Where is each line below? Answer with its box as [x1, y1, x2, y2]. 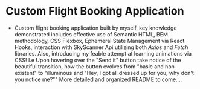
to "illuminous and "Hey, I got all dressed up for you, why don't [37, 69, 195, 76]
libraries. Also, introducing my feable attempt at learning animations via [14, 50, 192, 57]
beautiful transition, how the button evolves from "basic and [14, 62, 164, 70]
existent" [14, 69, 37, 76]
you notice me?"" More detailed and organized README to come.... [14, 76, 182, 83]
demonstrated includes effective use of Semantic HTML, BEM [14, 30, 169, 38]
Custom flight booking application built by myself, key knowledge [14, 24, 177, 31]
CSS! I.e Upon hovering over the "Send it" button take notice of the [14, 56, 181, 64]
